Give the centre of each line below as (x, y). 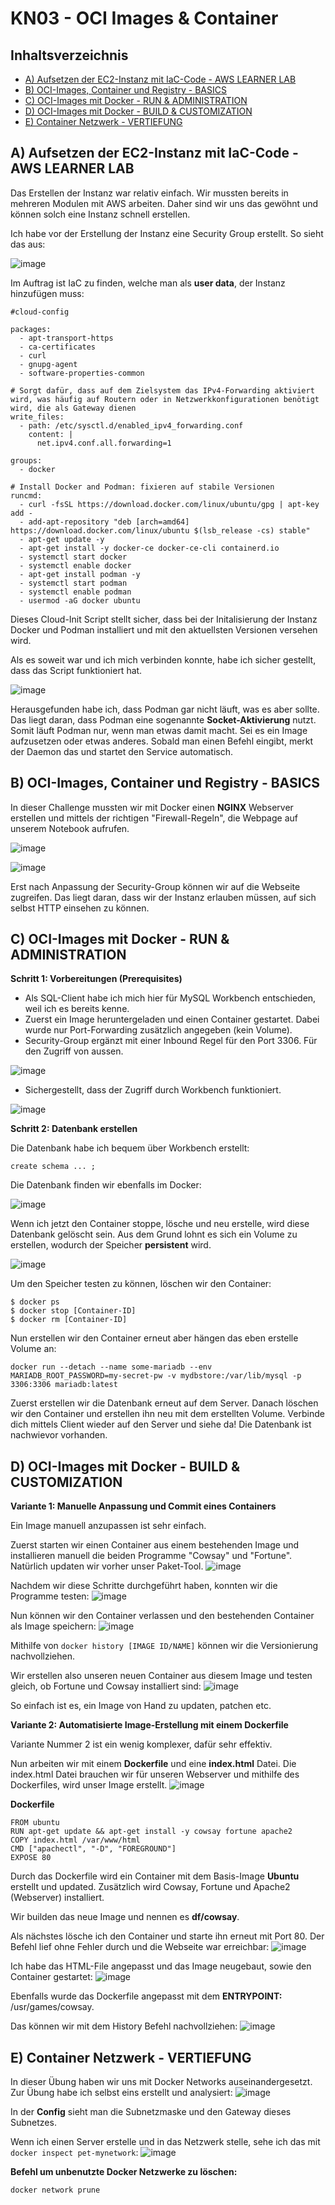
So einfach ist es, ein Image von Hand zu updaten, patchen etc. (141, 1706)
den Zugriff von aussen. (74, 1051)
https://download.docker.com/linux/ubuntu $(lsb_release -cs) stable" (160, 530)
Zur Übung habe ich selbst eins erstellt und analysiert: (121, 2093)
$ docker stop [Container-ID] (73, 1311)
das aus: (28, 244)
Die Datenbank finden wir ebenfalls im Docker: (106, 1185)
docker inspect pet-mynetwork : (74, 2153)
